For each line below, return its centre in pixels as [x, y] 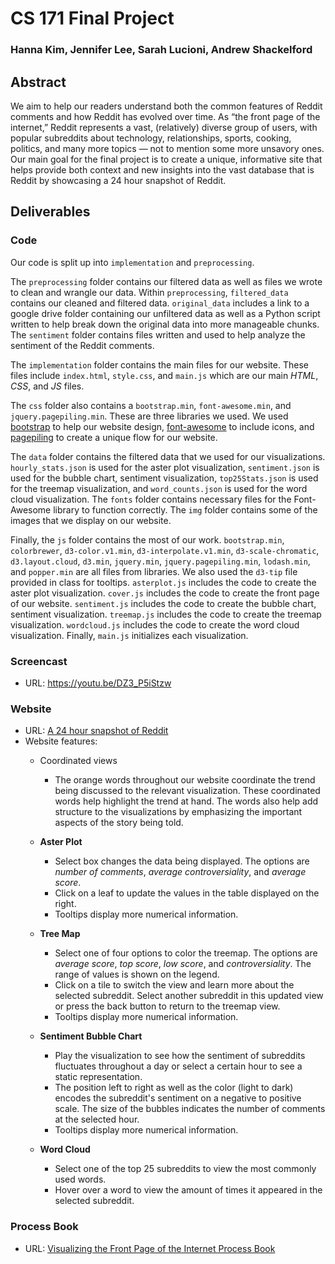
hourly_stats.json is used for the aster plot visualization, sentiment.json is [165, 467]
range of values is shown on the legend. [137, 974]
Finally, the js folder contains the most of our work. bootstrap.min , [147, 539]
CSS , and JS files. [47, 386]
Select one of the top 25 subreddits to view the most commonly [185, 1169]
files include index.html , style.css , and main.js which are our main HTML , [164, 375]
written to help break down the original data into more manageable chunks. [165, 324]
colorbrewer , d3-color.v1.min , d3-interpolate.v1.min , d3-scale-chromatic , [165, 550]
